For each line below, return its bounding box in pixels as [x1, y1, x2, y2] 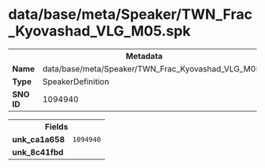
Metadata [125, 50, 163, 61]
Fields [44, 121, 69, 132]
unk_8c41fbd [12, 147, 64, 158]
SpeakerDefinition [42, 76, 110, 87]
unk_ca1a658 [12, 133, 65, 144]
